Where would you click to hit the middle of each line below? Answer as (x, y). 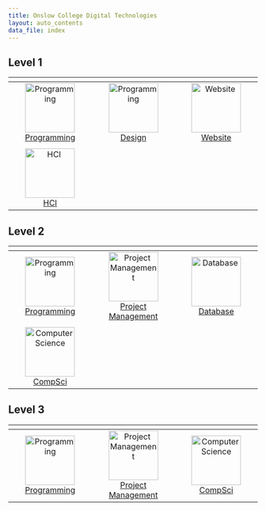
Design (133, 138)
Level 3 (27, 410)
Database (216, 311)
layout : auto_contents (46, 23)
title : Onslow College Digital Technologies (83, 15)
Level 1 (25, 62)
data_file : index (37, 30)
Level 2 (27, 231)
